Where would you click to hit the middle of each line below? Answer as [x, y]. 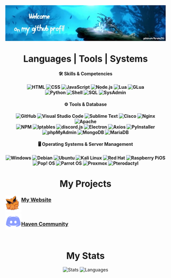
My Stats [85, 256]
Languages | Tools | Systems [85, 59]
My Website [36, 199]
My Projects [85, 184]
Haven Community [45, 224]
